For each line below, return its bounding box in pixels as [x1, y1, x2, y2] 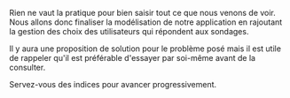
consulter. [9, 62, 46, 72]
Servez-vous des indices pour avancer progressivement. [9, 79, 217, 89]
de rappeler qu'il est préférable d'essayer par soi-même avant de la [9, 53, 255, 63]
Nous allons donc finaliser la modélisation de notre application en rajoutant [9, 17, 283, 27]
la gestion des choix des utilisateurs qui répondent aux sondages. [9, 26, 249, 36]
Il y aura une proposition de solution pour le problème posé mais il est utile [9, 43, 282, 54]
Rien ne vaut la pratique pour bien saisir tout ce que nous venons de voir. [9, 8, 277, 18]
